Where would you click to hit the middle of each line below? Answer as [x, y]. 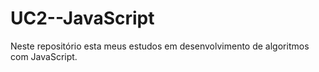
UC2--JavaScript [82, 18]
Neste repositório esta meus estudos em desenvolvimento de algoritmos [160, 46]
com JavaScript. [44, 56]
